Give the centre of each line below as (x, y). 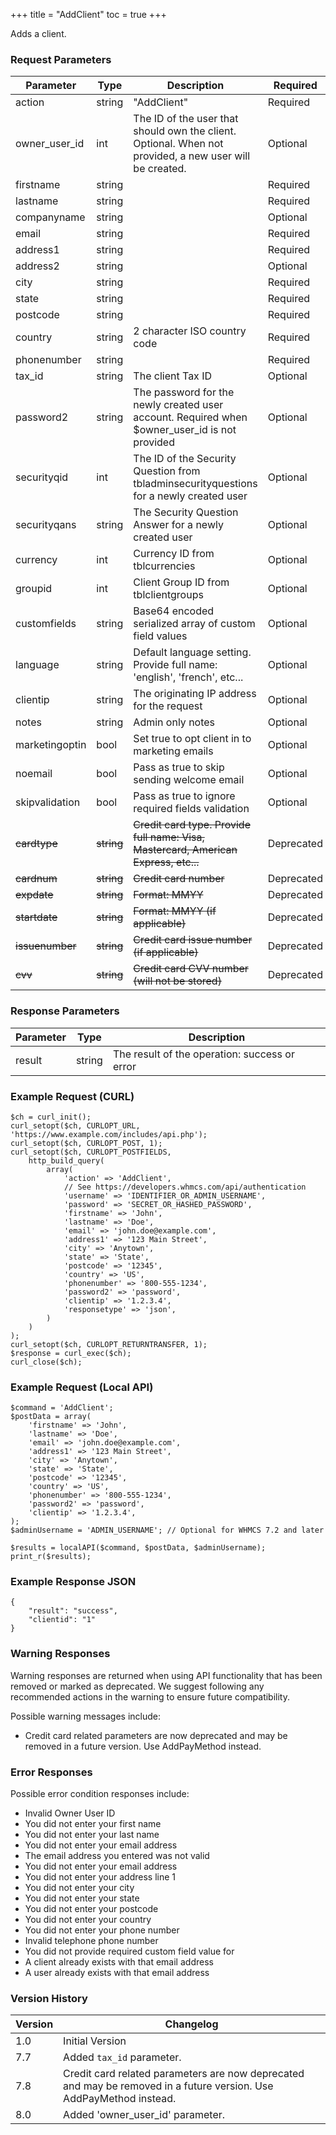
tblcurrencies (164, 566)
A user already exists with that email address (117, 1973)
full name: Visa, (169, 837)
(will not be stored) (177, 981)
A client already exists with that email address (119, 1962)
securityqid (42, 477)
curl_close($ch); (46, 1362)
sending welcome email (189, 780)
